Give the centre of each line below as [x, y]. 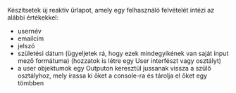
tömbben [31, 83]
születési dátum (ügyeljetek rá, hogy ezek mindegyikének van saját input [123, 53]
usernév [30, 31]
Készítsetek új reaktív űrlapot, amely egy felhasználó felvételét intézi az [111, 10]
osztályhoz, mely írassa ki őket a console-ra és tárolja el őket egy [112, 76]
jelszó [26, 46]
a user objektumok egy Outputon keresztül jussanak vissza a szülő [114, 68]
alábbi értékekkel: [33, 17]
